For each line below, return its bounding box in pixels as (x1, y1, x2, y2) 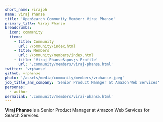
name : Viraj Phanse (5, 12, 45, 17)
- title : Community (14, 39, 54, 44)
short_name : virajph (5, 7, 48, 12)
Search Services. (5, 112, 40, 118)
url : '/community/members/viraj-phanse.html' (18, 62, 113, 67)
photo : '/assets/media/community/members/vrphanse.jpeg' (5, 75, 125, 80)
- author (9, 89, 28, 94)
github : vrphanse (5, 71, 41, 76)
